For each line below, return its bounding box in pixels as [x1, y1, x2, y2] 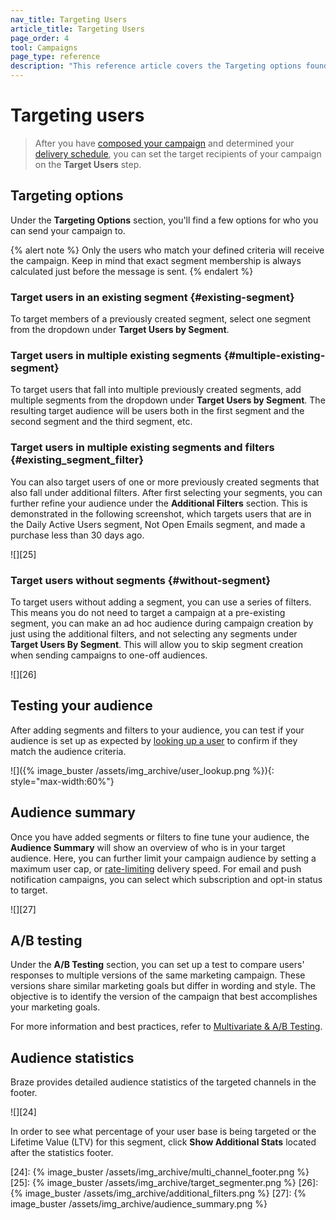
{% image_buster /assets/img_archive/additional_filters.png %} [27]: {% [10, 1187, 307, 1200]
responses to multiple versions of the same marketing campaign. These [10, 969, 306, 981]
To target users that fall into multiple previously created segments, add [10, 384, 302, 396]
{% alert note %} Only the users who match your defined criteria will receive [10, 244, 325, 256]
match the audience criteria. [10, 745, 127, 757]
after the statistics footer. [10, 1147, 114, 1159]
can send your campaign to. [10, 224, 126, 236]
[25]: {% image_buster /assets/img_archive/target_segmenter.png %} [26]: [10, 1177, 319, 1189]
